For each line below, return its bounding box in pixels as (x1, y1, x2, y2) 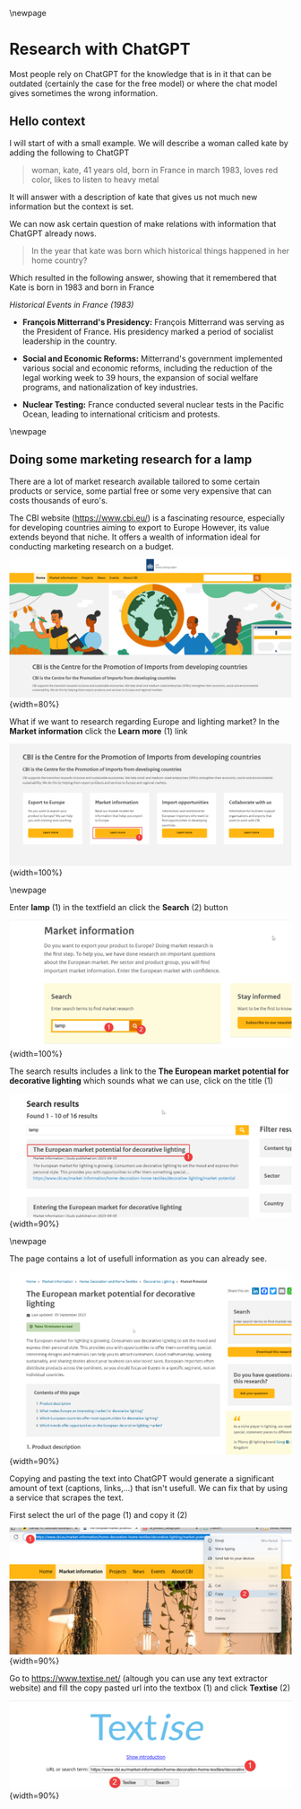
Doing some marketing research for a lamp (9, 452, 253, 468)
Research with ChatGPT (9, 40, 191, 59)
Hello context (9, 114, 86, 129)
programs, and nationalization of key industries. (21, 382, 199, 392)
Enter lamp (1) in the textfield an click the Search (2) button (9, 901, 228, 912)
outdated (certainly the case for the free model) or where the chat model (9, 78, 278, 89)
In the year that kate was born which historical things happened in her (30, 245, 289, 256)
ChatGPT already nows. (9, 228, 97, 239)
